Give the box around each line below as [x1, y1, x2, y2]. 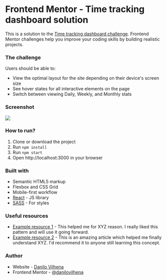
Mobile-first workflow [12, 189, 58, 195]
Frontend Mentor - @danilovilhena [12, 269, 84, 275]
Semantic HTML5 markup [12, 179, 66, 185]
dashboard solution [5, 14, 89, 26]
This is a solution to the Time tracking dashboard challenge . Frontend [5, 31, 149, 37]
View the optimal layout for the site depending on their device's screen [12, 75, 159, 81]
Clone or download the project [12, 138, 76, 145]
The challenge [5, 54, 41, 61]
